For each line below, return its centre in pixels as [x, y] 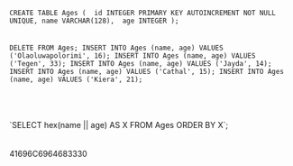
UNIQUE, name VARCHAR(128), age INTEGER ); [94, 21]
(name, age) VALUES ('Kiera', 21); [76, 79]
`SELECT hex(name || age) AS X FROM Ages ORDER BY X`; [119, 125]
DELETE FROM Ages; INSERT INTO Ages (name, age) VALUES [116, 48]
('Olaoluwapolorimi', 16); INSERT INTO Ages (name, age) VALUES [133, 56]
